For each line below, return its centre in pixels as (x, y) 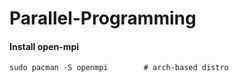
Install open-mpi (44, 46)
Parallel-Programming (103, 18)
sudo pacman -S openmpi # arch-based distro (119, 68)
